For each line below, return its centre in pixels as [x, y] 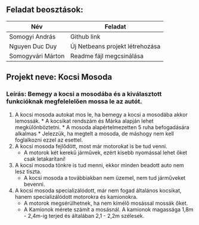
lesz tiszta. [28, 171]
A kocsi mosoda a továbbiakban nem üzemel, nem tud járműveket [105, 177]
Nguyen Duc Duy [33, 46]
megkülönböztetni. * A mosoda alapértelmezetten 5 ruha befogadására [102, 127]
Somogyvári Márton [37, 56]
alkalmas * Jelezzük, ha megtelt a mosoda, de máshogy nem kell [94, 133]
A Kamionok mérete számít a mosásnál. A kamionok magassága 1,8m [108, 209]
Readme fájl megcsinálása [107, 56]
